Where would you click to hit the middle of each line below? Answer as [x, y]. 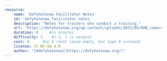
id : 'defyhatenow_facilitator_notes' [53, 19]
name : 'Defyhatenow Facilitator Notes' [55, 14]
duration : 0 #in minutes [44, 32]
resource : [15, 10]
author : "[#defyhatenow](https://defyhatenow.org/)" [70, 51]
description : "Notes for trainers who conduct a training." [77, 23]
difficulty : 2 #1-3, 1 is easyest [53, 37]
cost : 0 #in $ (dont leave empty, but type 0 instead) [77, 42]
